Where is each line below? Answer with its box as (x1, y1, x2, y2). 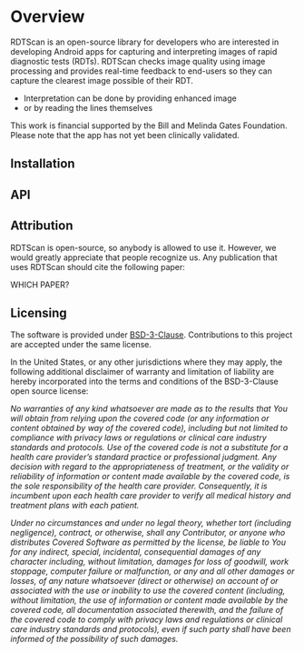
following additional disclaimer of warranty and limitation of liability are (10, 367, 275, 377)
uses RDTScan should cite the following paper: (10, 261, 185, 272)
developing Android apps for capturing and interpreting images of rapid (10, 45, 278, 56)
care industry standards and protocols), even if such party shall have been (10, 624, 291, 635)
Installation (10, 156, 75, 172)
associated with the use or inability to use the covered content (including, (10, 585, 286, 597)
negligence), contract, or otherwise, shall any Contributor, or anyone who (10, 527, 286, 538)
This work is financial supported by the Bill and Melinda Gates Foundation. (10, 120, 289, 131)
